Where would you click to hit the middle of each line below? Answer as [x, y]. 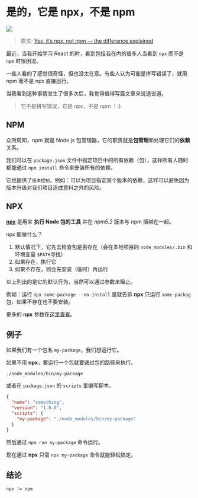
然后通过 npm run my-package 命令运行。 [55, 442]
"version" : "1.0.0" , [37, 408]
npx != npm [20, 489]
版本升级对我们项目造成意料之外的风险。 [55, 187]
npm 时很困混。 [24, 60]
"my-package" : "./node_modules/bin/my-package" [76, 419]
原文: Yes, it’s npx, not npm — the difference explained [87, 41]
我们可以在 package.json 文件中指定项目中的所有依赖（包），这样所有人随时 [97, 160]
